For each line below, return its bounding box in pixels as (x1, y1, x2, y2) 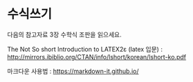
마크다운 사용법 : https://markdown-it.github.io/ (7, 67, 139, 75)
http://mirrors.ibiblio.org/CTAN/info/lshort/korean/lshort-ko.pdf (7, 52, 187, 61)
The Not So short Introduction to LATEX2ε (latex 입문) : (7, 45, 163, 53)
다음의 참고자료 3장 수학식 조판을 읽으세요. (7, 30, 122, 39)
